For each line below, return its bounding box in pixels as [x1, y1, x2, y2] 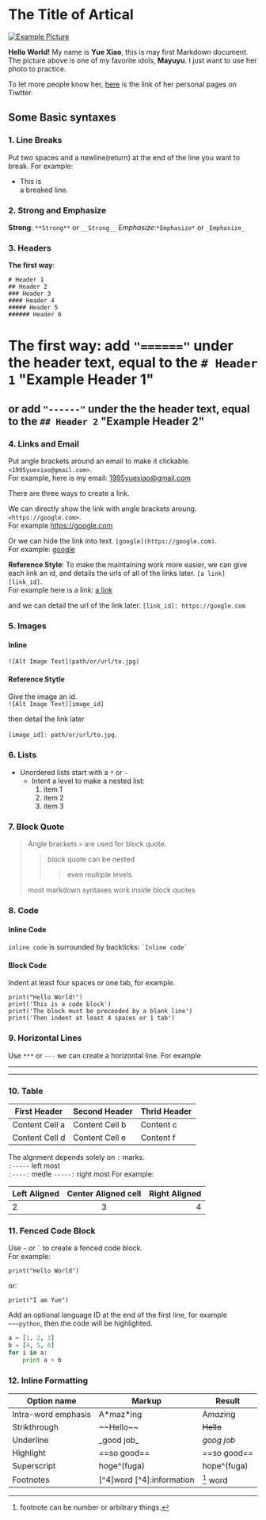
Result [215, 1395, 241, 1407]
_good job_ [98, 1434, 139, 1445]
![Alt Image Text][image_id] [8, 701, 104, 708]
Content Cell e [72, 1132, 127, 1143]
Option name [26, 1395, 77, 1407]
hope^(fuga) [202, 1461, 249, 1472]
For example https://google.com [8, 521, 113, 531]
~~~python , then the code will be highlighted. [8, 1318, 153, 1328]
